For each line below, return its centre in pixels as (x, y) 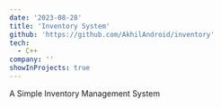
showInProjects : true (50, 68)
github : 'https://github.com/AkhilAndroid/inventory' (112, 34)
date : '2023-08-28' (46, 18)
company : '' (31, 59)
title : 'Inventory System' (60, 26)
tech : (19, 43)
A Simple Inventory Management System (84, 93)
